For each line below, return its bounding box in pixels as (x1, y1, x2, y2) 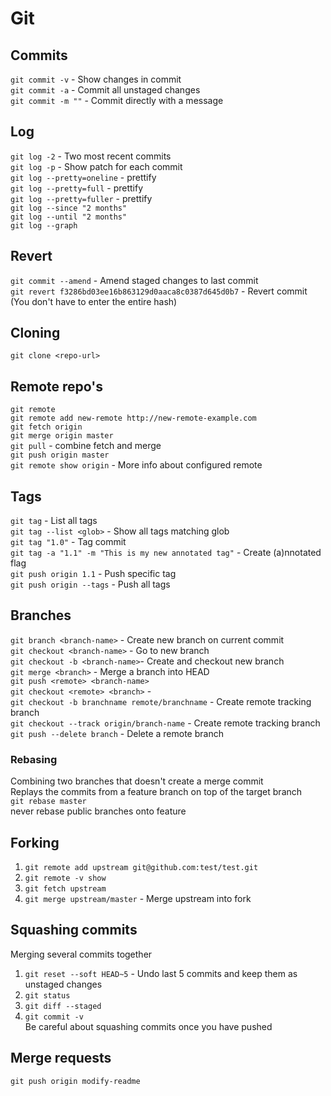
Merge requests (10, 1050, 112, 1067)
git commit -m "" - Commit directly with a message (10, 95, 224, 106)
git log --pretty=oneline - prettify (10, 171, 157, 183)
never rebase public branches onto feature (10, 805, 187, 817)
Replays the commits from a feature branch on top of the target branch (10, 786, 303, 798)
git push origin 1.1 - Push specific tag (10, 568, 177, 580)
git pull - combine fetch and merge (10, 440, 162, 452)
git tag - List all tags (10, 515, 98, 527)
